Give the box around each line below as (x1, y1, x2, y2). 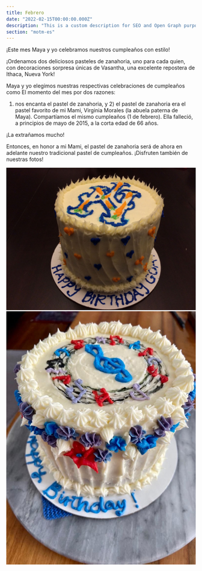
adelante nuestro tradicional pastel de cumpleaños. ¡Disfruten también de (6, 150, 188, 157)
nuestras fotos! (6, 156, 44, 163)
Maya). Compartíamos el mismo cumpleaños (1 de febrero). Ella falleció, (14, 113, 194, 121)
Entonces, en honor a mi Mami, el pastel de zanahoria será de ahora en (6, 143, 183, 150)
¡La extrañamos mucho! (6, 131, 65, 139)
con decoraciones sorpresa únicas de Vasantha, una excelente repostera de (6, 64, 195, 72)
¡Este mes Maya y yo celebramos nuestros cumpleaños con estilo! (6, 46, 170, 54)
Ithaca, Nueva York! (6, 71, 55, 78)
